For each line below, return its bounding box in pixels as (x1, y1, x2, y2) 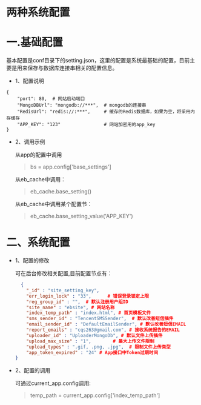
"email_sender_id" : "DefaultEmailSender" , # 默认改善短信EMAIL (26, 321, 186, 327)
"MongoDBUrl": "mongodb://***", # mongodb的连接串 (17, 102, 147, 109)
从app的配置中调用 (15, 151, 62, 158)
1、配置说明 (15, 77, 44, 85)
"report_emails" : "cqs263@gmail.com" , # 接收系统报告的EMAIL (26, 327, 180, 333)
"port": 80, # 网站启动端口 (17, 96, 85, 102)
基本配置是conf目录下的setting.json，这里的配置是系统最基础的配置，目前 (6, 57, 190, 64)
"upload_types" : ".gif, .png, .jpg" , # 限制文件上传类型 (26, 344, 171, 350)
